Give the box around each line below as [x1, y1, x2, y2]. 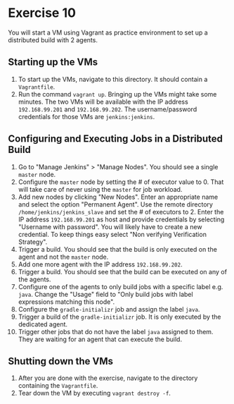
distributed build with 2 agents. [8, 35, 98, 44]
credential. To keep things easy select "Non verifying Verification [18, 230, 207, 238]
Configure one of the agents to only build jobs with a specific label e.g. [18, 282, 223, 290]
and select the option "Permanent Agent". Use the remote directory [18, 200, 214, 209]
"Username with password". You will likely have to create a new [18, 222, 202, 231]
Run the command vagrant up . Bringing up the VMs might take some [18, 90, 217, 98]
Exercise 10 [8, 5, 77, 21]
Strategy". [18, 238, 48, 246]
